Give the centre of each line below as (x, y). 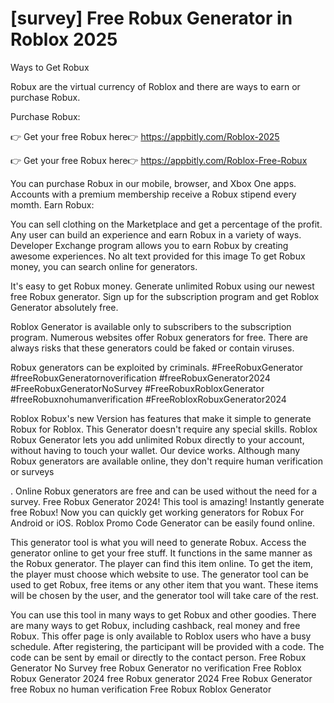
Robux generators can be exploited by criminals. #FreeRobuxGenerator (157, 367)
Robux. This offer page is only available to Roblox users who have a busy (161, 636)
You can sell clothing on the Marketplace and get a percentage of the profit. (166, 224)
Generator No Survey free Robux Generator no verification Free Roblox (156, 668)
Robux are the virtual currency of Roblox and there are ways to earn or (155, 86)
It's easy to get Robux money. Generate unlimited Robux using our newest (162, 286)
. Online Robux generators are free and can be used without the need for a (164, 491)
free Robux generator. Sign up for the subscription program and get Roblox (165, 296)
